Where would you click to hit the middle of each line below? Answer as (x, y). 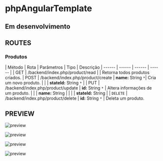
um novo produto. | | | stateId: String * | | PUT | (52, 83)
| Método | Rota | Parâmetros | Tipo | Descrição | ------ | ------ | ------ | (77, 67)
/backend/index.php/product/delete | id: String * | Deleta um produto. (75, 98)
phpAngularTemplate (49, 9)
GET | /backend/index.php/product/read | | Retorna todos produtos (82, 72)
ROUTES (18, 43)
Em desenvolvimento (38, 27)
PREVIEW (20, 114)
